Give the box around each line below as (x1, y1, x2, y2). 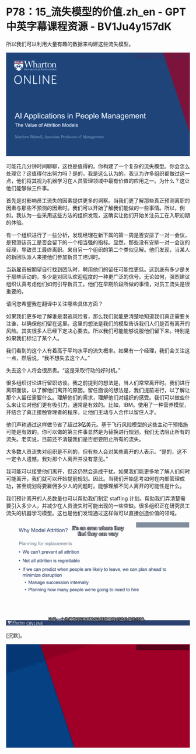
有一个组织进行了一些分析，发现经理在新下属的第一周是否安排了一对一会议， (6, 232, 190, 239)
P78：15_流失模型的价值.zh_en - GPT (6, 5, 187, 19)
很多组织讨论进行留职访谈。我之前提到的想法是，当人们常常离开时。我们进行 (6, 379, 190, 386)
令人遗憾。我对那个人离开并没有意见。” (16, 455, 108, 462)
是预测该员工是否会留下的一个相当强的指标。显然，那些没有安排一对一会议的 (6, 239, 190, 246)
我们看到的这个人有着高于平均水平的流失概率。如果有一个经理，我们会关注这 (6, 347, 190, 354)
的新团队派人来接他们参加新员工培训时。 (6, 253, 103, 261)
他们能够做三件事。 (6, 185, 52, 192)
